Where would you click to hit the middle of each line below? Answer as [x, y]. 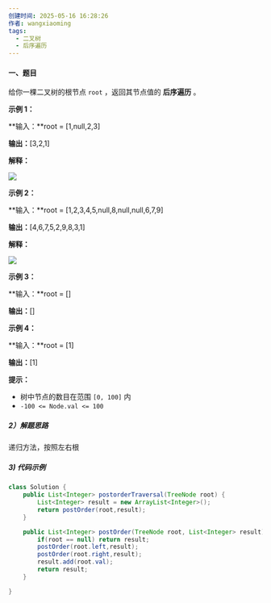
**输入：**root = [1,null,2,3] [54, 127]
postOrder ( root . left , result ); [88, 547]
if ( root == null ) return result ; [94, 539]
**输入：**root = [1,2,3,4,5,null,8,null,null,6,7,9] [86, 210]
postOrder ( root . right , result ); [90, 555]
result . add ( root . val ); [75, 562]
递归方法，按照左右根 [44, 447]
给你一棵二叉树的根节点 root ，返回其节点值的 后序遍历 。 [104, 92]
